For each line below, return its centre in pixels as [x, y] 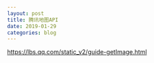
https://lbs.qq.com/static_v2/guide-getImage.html [77, 52]
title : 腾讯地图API [33, 20]
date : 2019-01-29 [32, 26]
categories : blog [32, 33]
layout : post [26, 13]
